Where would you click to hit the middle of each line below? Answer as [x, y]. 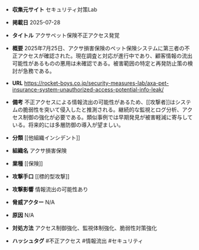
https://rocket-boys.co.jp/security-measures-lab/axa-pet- [96, 83]
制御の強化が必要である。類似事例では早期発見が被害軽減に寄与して [108, 117]
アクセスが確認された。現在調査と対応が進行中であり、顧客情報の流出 [105, 56]
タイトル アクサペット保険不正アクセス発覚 [66, 35]
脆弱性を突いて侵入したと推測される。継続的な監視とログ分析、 [103, 110]
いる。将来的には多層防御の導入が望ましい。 [68, 125]
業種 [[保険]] [28, 164]
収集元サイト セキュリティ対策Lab [55, 9]
